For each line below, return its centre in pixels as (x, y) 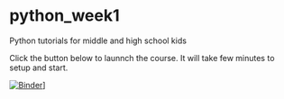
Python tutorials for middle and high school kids (98, 40)
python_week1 (64, 16)
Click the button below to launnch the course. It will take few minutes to (142, 58)
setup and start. (39, 67)
